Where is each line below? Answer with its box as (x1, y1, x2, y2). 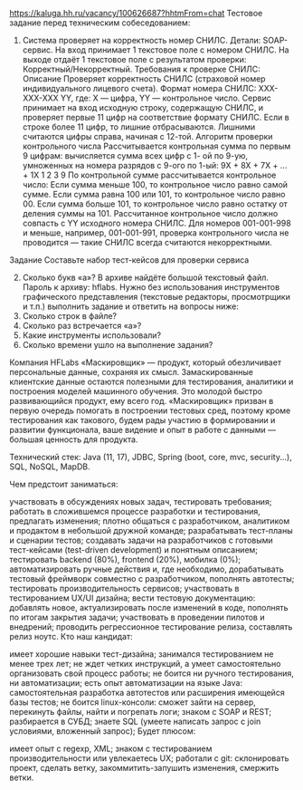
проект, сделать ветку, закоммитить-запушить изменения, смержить (9, 763, 279, 773)
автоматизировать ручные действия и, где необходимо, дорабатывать (9, 564, 285, 574)
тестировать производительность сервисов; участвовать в (9, 583, 240, 593)
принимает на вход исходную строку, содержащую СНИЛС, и (22, 102, 264, 112)
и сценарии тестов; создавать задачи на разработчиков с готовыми (9, 535, 273, 545)
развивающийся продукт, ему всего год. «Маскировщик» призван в (9, 396, 274, 406)
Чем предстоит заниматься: (9, 479, 118, 489)
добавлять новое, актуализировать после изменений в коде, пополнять (9, 602, 289, 612)
